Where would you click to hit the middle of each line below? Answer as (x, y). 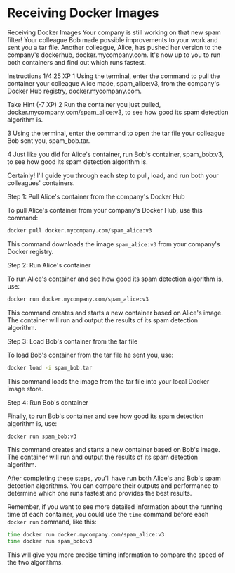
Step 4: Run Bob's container (48, 402)
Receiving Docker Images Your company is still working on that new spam (114, 32)
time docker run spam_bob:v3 (50, 541)
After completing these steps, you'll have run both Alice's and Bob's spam (114, 478)
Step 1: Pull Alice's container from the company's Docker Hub (96, 196)
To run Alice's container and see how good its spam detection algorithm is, (115, 279)
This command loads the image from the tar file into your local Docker (108, 381)
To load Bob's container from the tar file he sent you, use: (90, 355)
